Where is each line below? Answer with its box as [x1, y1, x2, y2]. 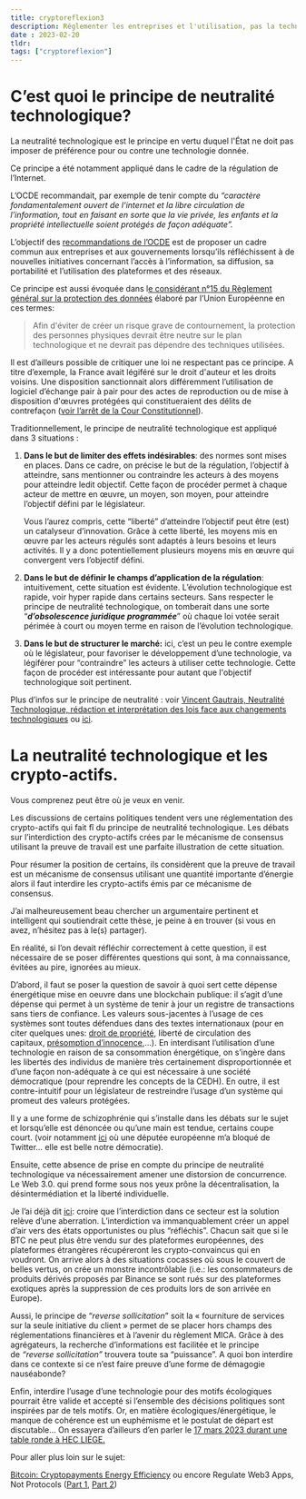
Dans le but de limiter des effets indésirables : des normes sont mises [23, 451, 287, 462]
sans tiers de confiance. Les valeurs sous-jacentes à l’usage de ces [10, 1008, 264, 1018]
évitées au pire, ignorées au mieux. [10, 962, 142, 972]
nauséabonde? [10, 1368, 66, 1379]
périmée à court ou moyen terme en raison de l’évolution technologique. [23, 620, 293, 631]
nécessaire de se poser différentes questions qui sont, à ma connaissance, [10, 952, 291, 963]
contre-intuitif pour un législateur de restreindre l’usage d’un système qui [10, 1086, 284, 1096]
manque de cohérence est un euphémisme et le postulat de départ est [10, 1415, 274, 1425]
